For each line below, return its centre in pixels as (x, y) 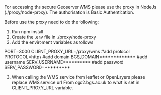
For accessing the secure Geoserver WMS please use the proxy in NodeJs (80, 7)
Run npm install (27, 31)
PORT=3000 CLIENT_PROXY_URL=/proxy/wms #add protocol (67, 52)
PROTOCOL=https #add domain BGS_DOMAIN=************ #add (76, 57)
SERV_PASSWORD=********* (37, 67)
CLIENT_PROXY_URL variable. (42, 88)
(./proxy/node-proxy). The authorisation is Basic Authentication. (69, 12)
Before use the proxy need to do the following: (52, 22)
